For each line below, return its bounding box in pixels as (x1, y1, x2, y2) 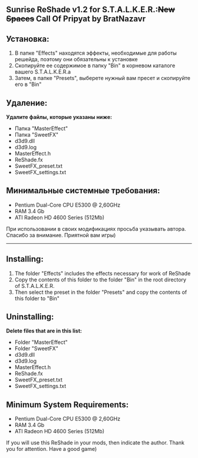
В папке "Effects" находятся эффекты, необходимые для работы (14, 49, 177, 57)
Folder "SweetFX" (14, 345, 59, 352)
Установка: (6, 34, 49, 44)
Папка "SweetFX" (14, 131, 59, 138)
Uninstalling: (6, 312, 54, 322)
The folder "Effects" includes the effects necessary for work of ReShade (14, 270, 191, 277)
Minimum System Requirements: (6, 400, 129, 410)
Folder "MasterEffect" (14, 338, 68, 346)
